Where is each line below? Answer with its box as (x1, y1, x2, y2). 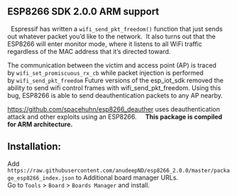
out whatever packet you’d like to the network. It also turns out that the (7, 32, 216, 40)
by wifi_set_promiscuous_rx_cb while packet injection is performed (7, 68, 204, 77)
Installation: (7, 141, 62, 153)
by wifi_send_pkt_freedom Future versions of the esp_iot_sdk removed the (7, 76, 224, 85)
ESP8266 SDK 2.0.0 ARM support (7, 6, 160, 18)
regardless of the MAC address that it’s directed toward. (7, 47, 171, 55)
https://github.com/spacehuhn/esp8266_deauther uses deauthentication (7, 104, 220, 113)
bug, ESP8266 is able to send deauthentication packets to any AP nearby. (7, 91, 224, 99)
